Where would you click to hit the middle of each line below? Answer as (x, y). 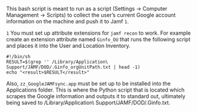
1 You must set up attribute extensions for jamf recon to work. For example (99, 33)
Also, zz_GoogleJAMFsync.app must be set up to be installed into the (88, 84)
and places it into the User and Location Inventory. (68, 46)
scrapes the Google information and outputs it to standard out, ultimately (96, 96)
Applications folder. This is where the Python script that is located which (95, 90)
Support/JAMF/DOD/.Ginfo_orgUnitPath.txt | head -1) (73, 67)
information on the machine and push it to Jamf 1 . (67, 21)
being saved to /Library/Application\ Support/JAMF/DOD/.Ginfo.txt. (88, 102)
